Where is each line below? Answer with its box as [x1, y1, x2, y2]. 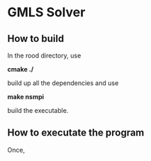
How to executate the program [7, 127, 145, 139]
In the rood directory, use [7, 51, 82, 60]
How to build [7, 33, 65, 45]
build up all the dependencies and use [7, 79, 119, 87]
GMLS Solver [7, 4, 86, 21]
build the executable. [7, 106, 69, 114]
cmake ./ [7, 65, 34, 73]
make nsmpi [7, 93, 45, 101]
